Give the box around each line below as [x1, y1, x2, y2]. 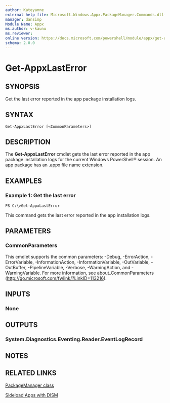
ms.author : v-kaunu [5, 26, 47, 31]
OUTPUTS [5, 320, 38, 329]
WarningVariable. [5, 270, 41, 276]
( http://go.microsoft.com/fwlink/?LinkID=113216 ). [5, 275, 107, 281]
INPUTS [5, 290, 30, 299]
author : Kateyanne [5, 7, 44, 13]
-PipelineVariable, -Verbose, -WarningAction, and [27, 264, 131, 270]
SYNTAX [5, 111, 34, 119]
